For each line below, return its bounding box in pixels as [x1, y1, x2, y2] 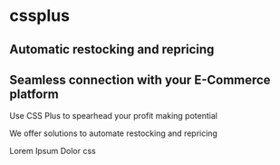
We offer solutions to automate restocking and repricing [9, 128, 217, 139]
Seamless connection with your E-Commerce [9, 72, 271, 87]
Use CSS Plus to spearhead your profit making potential [9, 111, 217, 121]
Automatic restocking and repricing [9, 42, 215, 57]
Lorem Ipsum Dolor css [9, 146, 97, 157]
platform [9, 86, 59, 102]
